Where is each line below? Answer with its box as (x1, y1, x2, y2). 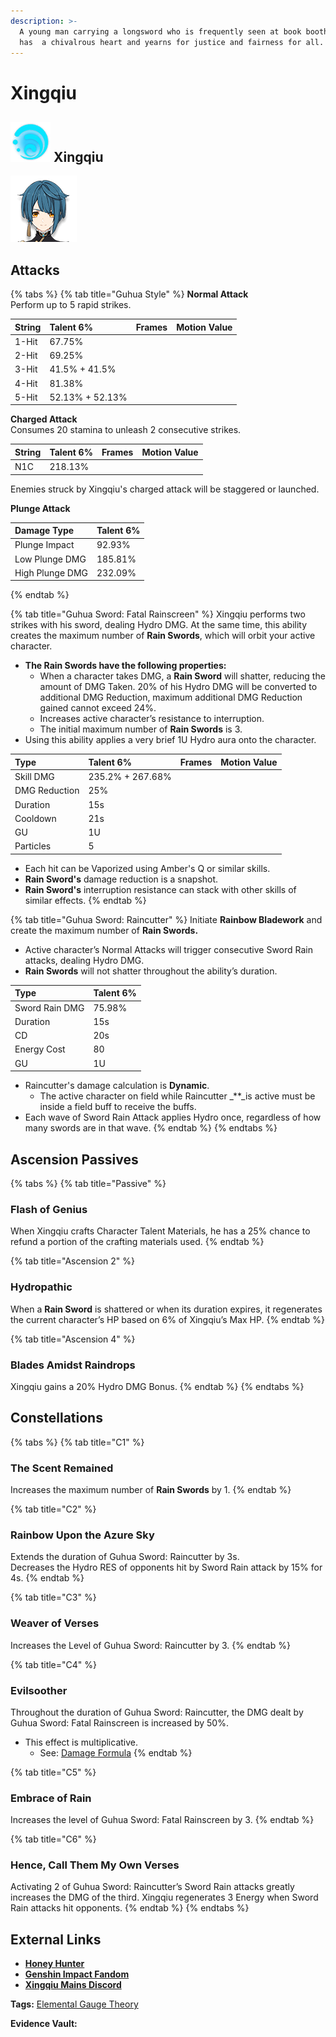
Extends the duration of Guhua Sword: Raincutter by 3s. (10, 1551, 240, 1563)
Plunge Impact (14, 539, 75, 551)
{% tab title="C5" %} (10, 1766, 97, 1778)
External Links (10, 1931, 102, 1948)
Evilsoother (10, 1683, 68, 1697)
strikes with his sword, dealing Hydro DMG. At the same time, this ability (10, 619, 308, 631)
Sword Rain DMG (14, 1001, 85, 1014)
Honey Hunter (24, 1958, 85, 1970)
